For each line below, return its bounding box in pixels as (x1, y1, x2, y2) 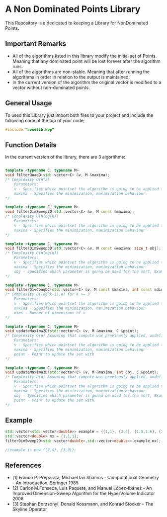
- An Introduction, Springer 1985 (12, 480, 79, 486)
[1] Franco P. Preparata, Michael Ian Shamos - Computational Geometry (12, 474, 159, 480)
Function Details (5, 141, 57, 149)
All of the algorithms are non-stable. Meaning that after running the (12, 69, 150, 75)
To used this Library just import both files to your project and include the (5, 112, 153, 118)
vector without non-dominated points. (12, 85, 90, 90)
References (5, 461, 42, 470)
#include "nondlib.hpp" (5, 127, 55, 132)
